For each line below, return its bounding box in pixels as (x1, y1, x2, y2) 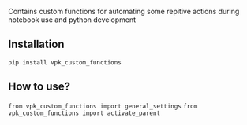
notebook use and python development (8, 15, 137, 24)
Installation (8, 38, 65, 51)
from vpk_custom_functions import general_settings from (8, 102, 198, 110)
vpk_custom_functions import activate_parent (8, 109, 160, 117)
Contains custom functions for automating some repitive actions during (8, 7, 240, 16)
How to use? (8, 80, 71, 94)
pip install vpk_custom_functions (8, 58, 122, 66)
